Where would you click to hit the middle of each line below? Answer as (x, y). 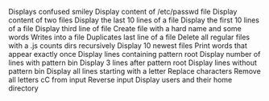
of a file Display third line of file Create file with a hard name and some (125, 28)
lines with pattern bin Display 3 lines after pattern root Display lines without (133, 63)
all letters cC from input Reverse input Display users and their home (120, 80)
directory (23, 88)
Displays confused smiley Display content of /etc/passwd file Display (123, 12)
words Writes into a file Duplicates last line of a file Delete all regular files (129, 37)
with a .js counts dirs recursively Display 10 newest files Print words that (128, 46)
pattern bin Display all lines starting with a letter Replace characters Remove (135, 71)
